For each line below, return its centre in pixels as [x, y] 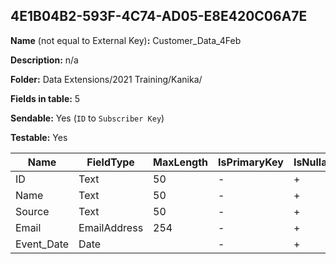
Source [32, 211]
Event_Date [42, 244]
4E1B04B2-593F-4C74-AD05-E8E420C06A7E [159, 16]
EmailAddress [111, 227]
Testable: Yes [39, 137]
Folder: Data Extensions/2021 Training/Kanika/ [106, 79]
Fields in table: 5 [45, 98]
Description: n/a [44, 60]
